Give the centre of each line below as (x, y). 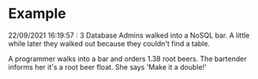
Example (37, 14)
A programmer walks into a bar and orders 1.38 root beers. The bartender (127, 59)
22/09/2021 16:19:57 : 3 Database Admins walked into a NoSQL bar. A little (129, 35)
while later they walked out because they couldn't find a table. (109, 43)
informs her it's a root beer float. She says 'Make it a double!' (107, 66)
